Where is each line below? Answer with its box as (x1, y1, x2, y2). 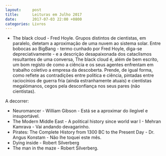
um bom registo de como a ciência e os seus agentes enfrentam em (12, 62, 154, 68)
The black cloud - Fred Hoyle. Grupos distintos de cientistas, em (12, 35, 146, 41)
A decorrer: (5, 98, 29, 104)
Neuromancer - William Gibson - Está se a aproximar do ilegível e (12, 108, 148, 114)
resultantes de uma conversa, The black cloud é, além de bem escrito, (12, 56, 158, 63)
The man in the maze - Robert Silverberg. (12, 145, 99, 151)
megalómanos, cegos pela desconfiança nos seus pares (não (12, 83, 140, 89)
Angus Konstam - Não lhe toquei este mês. (12, 134, 102, 140)
